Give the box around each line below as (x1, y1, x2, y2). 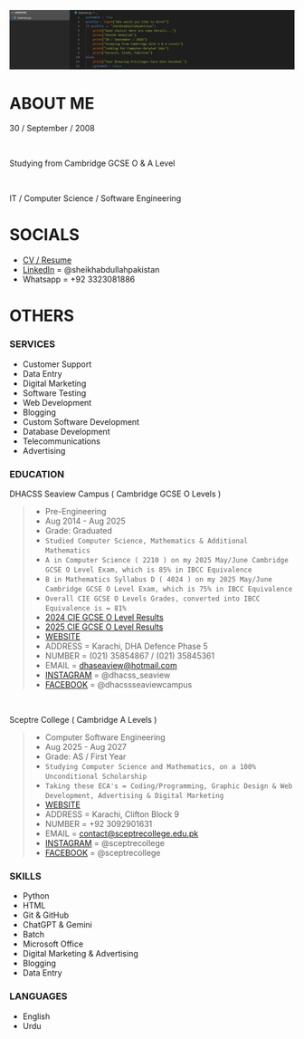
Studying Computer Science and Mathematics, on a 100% (44, 762, 256, 771)
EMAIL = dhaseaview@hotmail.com (44, 659, 178, 670)
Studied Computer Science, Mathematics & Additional (44, 536, 249, 545)
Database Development (22, 426, 110, 437)
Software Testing (22, 387, 87, 399)
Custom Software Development (22, 416, 140, 427)
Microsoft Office (22, 938, 84, 949)
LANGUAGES (9, 990, 68, 1003)
